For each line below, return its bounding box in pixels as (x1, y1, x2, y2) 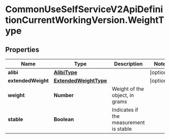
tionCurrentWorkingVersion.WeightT (5, 14, 164, 26)
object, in (112, 92, 134, 98)
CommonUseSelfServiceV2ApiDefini (5, 4, 163, 15)
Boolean (54, 116, 74, 123)
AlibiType (54, 69, 77, 76)
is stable (112, 125, 132, 132)
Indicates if (112, 107, 138, 113)
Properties (5, 45, 39, 54)
